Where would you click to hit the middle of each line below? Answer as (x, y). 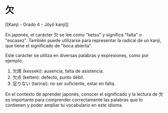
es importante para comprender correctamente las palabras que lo (74, 99)
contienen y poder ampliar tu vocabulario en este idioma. (64, 105)
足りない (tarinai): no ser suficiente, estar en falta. (64, 83)
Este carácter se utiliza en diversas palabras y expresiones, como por (77, 55)
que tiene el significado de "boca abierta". (49, 45)
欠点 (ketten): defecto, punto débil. (48, 77)
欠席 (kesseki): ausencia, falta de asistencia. (58, 71)
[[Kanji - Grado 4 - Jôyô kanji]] (37, 24)
